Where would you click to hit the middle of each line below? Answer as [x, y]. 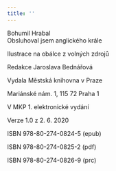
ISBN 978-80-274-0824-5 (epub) [54, 133]
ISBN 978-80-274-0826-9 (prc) [52, 160]
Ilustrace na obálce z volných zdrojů [58, 54]
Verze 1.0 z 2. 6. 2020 [38, 120]
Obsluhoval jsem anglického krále [55, 40]
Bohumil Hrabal [29, 33]
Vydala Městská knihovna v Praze [55, 80]
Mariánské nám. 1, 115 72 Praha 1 [53, 93]
